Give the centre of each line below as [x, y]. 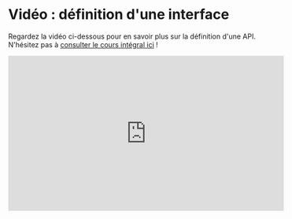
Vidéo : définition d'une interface [119, 15]
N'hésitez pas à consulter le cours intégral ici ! [83, 44]
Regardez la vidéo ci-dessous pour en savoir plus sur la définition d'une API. [132, 36]
